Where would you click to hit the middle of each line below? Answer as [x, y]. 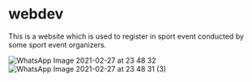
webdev [36, 14]
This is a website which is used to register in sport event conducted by [126, 36]
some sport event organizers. [58, 44]
